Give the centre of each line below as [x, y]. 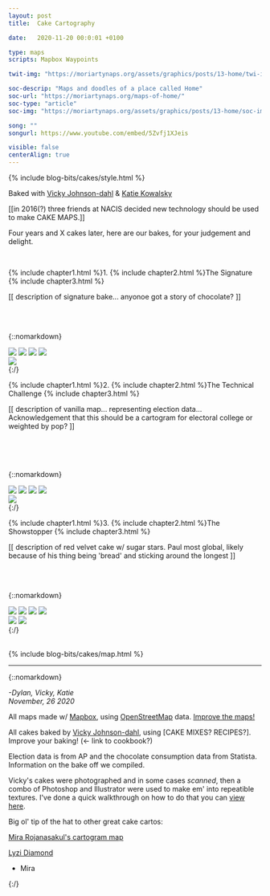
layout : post [30, 16]
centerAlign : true [39, 155]
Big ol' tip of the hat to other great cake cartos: [86, 821]
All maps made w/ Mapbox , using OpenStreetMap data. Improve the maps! [132, 717]
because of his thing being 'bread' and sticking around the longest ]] [122, 556]
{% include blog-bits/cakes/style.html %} [77, 178]
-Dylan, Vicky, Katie [41, 692]
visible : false [34, 148]
